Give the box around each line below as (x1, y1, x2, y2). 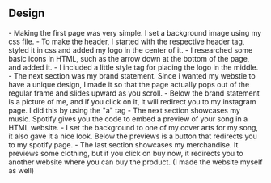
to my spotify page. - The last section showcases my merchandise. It (8, 139, 239, 149)
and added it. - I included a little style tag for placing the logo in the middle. (8, 62, 259, 72)
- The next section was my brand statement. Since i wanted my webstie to (8, 70, 256, 80)
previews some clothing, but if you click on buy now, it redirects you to (8, 148, 244, 158)
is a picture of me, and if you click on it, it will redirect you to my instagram (8, 96, 256, 106)
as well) (8, 165, 35, 175)
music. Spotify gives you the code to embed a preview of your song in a (8, 113, 248, 124)
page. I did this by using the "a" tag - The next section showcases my (8, 105, 241, 115)
